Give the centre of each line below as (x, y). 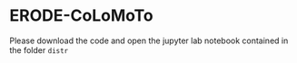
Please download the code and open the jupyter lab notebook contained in (149, 40)
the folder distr (39, 49)
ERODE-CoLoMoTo (81, 16)
